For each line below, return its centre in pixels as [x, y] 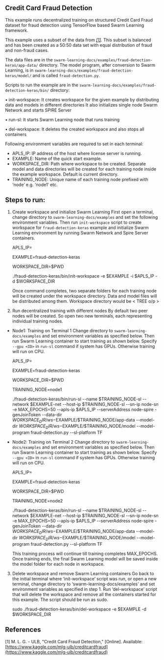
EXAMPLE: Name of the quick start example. [57, 158]
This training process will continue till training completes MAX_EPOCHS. [85, 554]
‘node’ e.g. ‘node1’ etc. [35, 185]
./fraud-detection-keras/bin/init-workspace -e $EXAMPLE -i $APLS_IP [83, 276]
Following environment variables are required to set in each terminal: [74, 144]
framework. [17, 30]
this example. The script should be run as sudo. [60, 599]
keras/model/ [18, 76]
